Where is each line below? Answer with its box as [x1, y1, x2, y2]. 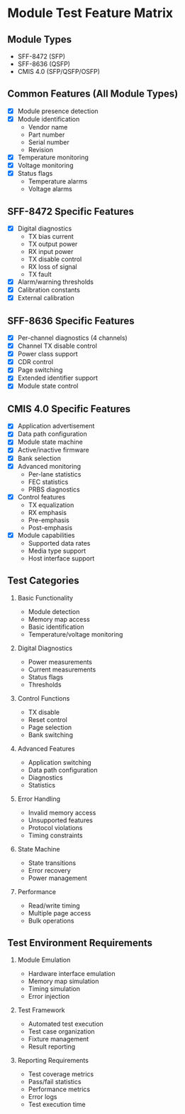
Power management [28, 874, 87, 882]
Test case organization [28, 1027, 95, 1036]
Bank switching [28, 731, 73, 739]
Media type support [28, 546, 86, 555]
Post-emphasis [28, 523, 73, 531]
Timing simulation [28, 985, 80, 993]
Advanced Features [17, 744, 76, 753]
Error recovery [28, 866, 71, 874]
